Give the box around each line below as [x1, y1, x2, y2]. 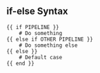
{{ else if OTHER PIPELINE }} [6, 36, 94, 43]
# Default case [19, 54, 63, 61]
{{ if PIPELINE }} [6, 23, 59, 30]
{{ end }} [6, 60, 35, 67]
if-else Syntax [6, 6, 68, 17]
